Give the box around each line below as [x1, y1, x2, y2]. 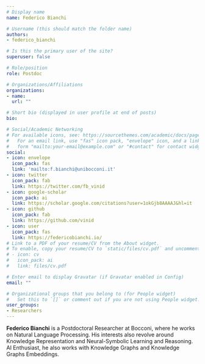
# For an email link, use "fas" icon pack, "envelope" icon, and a [6, 138, 187, 144]
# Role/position [6, 65, 48, 71]
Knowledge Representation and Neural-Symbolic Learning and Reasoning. [6, 338, 193, 344]
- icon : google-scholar [6, 189, 67, 195]
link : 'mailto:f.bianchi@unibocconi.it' [12, 166, 116, 173]
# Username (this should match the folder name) [6, 26, 132, 32]
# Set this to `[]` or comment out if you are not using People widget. [6, 296, 201, 303]
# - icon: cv [6, 251, 40, 258]
